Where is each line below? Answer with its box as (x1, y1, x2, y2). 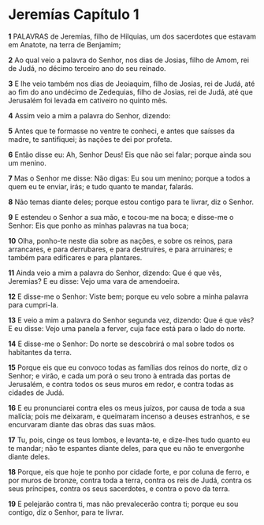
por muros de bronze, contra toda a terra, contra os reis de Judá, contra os (8, 475, 252, 485)
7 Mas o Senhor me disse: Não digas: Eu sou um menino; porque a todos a (8, 173, 251, 183)
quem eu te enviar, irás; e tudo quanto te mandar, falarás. (8, 181, 194, 191)
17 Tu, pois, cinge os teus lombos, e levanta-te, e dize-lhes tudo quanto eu (8, 435, 251, 445)
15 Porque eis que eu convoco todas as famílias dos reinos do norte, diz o (8, 363, 248, 372)
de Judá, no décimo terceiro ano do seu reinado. (8, 63, 167, 73)
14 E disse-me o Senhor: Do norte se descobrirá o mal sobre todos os (8, 339, 235, 348)
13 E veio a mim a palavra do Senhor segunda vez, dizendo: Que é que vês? (8, 315, 255, 325)
